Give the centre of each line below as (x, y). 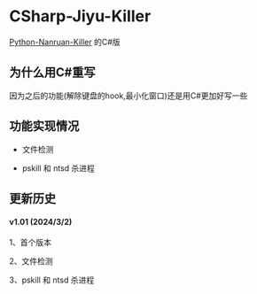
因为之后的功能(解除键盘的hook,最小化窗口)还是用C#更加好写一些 (128, 96)
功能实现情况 (44, 126)
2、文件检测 (31, 261)
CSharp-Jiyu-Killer (80, 16)
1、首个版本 (30, 243)
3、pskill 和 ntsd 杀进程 (52, 280)
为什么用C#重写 (52, 73)
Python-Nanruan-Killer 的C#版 (65, 42)
